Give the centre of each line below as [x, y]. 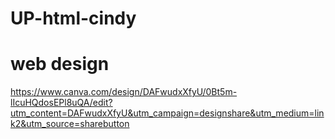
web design [60, 64]
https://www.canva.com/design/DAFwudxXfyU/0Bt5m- [124, 92]
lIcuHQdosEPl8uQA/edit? [61, 103]
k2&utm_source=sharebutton [70, 124]
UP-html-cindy [73, 18]
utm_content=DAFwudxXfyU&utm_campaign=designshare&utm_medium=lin [167, 113]
